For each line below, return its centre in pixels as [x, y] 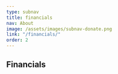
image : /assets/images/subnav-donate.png [59, 29]
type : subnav [23, 12]
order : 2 [17, 40]
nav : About [20, 23]
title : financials [29, 18]
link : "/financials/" [34, 35]
